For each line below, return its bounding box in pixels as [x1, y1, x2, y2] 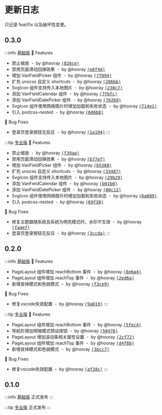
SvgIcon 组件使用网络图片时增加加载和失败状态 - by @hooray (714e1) [11, 103, 157, 109]
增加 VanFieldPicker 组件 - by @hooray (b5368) [11, 162, 112, 168]
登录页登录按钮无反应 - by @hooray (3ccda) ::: [11, 230, 111, 236]
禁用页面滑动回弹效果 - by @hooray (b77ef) [11, 156, 106, 162]
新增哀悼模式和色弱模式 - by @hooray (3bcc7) [11, 346, 110, 352]
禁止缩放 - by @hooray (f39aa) [11, 150, 80, 156]
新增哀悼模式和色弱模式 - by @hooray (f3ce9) [11, 281, 110, 287]
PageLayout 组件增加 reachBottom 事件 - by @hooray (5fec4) [11, 321, 141, 327]
